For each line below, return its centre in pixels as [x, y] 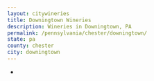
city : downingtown [34, 53]
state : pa [22, 39]
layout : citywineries [38, 13]
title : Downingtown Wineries [49, 20]
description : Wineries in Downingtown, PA [69, 26]
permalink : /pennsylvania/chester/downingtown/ [77, 33]
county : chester [31, 46]
